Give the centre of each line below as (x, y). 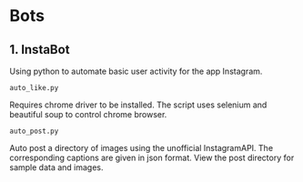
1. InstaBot (40, 50)
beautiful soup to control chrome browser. (88, 114)
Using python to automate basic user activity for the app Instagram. (136, 71)
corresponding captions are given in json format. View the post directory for (152, 157)
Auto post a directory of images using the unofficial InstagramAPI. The (141, 148)
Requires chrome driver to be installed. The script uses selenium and (138, 105)
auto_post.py (34, 131)
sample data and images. (56, 167)
